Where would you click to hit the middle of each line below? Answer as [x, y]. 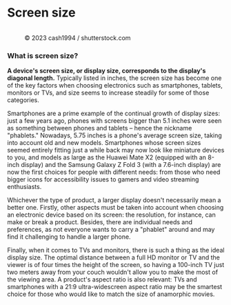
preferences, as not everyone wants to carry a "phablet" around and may [111, 230]
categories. [23, 100]
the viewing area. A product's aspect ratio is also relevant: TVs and [102, 279]
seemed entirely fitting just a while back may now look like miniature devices [116, 150]
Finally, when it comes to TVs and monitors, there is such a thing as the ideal [116, 250]
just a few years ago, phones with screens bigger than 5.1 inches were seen [114, 121]
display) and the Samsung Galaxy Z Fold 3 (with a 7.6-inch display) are [121, 165]
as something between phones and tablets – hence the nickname [100, 128]
